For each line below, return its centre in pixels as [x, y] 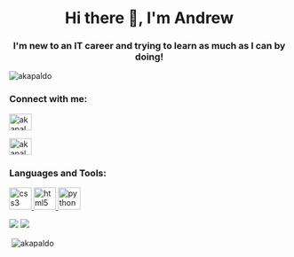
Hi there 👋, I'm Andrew [149, 18]
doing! [149, 57]
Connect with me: [48, 99]
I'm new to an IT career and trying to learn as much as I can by [149, 46]
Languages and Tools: [58, 173]
